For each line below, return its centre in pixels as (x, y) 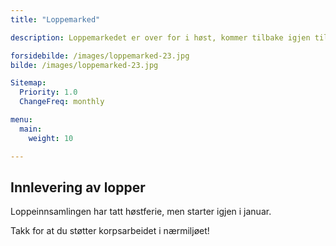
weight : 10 (51, 138)
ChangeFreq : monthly (62, 102)
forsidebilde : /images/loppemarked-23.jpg (100, 56)
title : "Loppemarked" (55, 19)
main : (31, 129)
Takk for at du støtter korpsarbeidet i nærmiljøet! (110, 231)
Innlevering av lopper (78, 187)
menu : (21, 120)
